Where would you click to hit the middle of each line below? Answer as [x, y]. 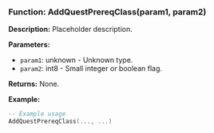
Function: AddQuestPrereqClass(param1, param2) [107, 12]
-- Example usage [37, 114]
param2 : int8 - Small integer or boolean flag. [91, 68]
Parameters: [29, 45]
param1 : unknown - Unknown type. [76, 60]
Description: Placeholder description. [71, 29]
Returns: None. [34, 84]
